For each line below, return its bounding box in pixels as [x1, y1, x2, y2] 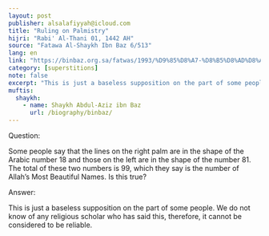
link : [8, 57, 26, 65]
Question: [8, 131, 41, 140]
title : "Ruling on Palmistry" [8, 26, 110, 35]
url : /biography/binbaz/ [29, 109, 113, 117]
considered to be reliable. [8, 220, 93, 230]
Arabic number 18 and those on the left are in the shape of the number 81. [8, 155, 251, 165]
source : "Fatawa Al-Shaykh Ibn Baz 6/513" [8, 42, 152, 50]
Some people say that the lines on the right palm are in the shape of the [8, 146, 244, 156]
